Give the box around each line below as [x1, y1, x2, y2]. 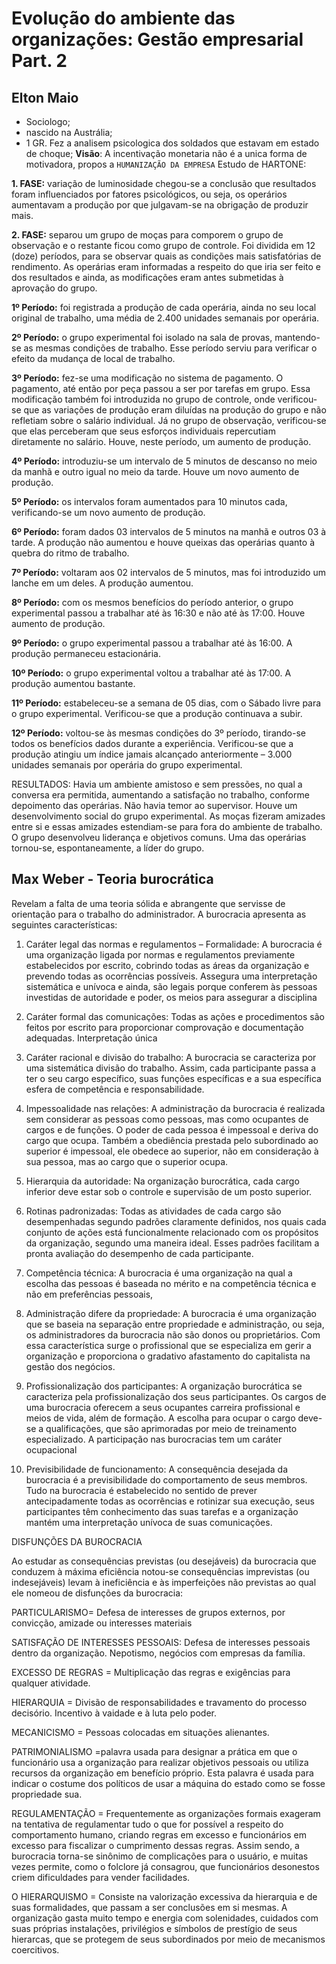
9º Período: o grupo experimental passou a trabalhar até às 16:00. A [11, 637, 293, 649]
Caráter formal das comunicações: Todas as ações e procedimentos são [25, 1010, 325, 1022]
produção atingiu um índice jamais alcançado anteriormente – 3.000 [11, 748, 293, 760]
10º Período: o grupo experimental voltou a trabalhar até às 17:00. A [11, 667, 292, 679]
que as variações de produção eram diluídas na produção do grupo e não [23, 404, 327, 416]
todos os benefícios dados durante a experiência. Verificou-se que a [11, 738, 294, 749]
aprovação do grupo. [11, 282, 98, 294]
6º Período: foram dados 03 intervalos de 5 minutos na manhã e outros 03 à [11, 526, 327, 537]
